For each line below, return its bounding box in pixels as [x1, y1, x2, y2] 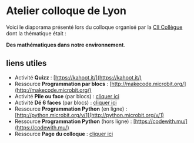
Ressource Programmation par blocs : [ [14, 80, 112, 87]
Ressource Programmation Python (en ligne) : [14, 105, 128, 112]
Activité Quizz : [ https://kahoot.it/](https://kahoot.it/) [14, 74, 142, 81]
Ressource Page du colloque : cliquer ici [14, 130, 113, 137]
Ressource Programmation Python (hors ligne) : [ [14, 118, 136, 125]
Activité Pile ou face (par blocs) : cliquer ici [14, 92, 119, 99]
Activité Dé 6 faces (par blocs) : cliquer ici [14, 99, 117, 106]
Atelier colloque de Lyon [6, 4, 126, 18]
